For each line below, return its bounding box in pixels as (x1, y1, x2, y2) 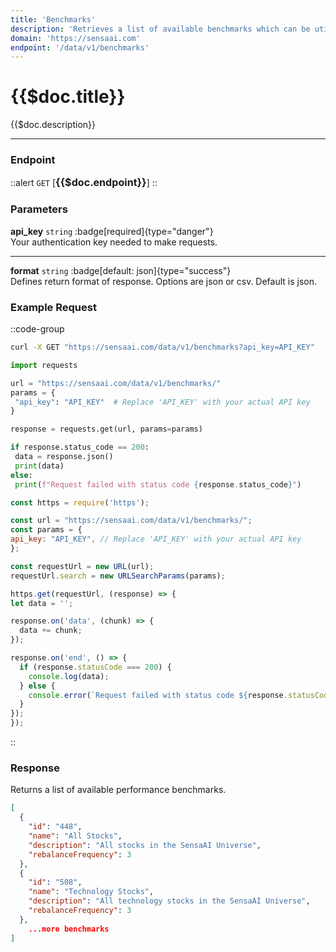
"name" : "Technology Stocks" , (28, 887, 155, 897)
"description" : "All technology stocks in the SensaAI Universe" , (28, 896, 311, 906)
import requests (10, 360, 78, 370)
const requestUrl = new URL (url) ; (10, 561, 155, 571)
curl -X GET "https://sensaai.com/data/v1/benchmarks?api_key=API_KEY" (10, 342, 315, 353)
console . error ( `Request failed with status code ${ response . (28, 690, 288, 700)
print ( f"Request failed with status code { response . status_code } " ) (14, 479, 302, 490)
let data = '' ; (10, 598, 74, 608)
